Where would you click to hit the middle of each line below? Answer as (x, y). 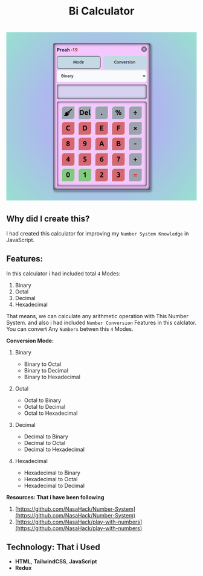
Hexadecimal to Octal (51, 479)
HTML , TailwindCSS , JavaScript (56, 562)
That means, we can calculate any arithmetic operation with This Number (97, 316)
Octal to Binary (43, 400)
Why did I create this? (48, 219)
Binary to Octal (43, 364)
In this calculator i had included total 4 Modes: (63, 274)
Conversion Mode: (30, 341)
